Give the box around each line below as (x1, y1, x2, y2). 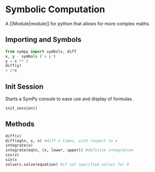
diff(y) (5, 63, 22, 69)
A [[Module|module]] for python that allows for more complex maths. (5, 20, 150, 27)
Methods (5, 120, 35, 128)
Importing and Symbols (5, 35, 82, 44)
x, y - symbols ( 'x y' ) (5, 54, 56, 59)
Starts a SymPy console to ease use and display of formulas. (5, 96, 134, 102)
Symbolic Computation (5, 4, 105, 15)
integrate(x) (5, 143, 33, 148)
